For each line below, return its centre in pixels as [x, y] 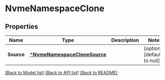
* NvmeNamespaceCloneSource [68, 54]
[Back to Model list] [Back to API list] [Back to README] [61, 73]
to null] [152, 60]
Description [125, 40]
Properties [22, 27]
